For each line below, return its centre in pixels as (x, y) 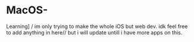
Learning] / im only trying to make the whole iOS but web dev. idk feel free (97, 26)
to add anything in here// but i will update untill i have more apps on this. (94, 32)
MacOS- (27, 10)
